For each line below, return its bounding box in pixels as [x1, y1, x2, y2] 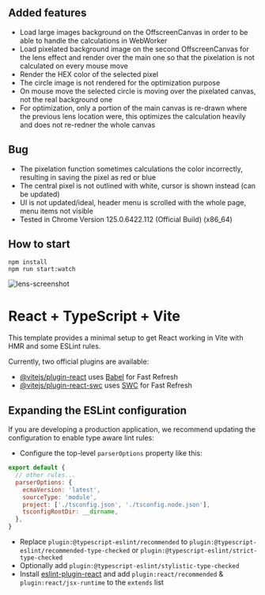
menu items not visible [19, 206, 93, 215]
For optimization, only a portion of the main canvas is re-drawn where [19, 103, 248, 113]
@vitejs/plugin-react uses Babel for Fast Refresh [19, 372, 179, 382]
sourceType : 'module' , [22, 493, 97, 502]
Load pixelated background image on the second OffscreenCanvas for [19, 44, 249, 54]
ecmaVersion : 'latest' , [22, 486, 101, 494]
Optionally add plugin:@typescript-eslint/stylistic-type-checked [19, 561, 240, 570]
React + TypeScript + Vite [8, 307, 180, 325]
